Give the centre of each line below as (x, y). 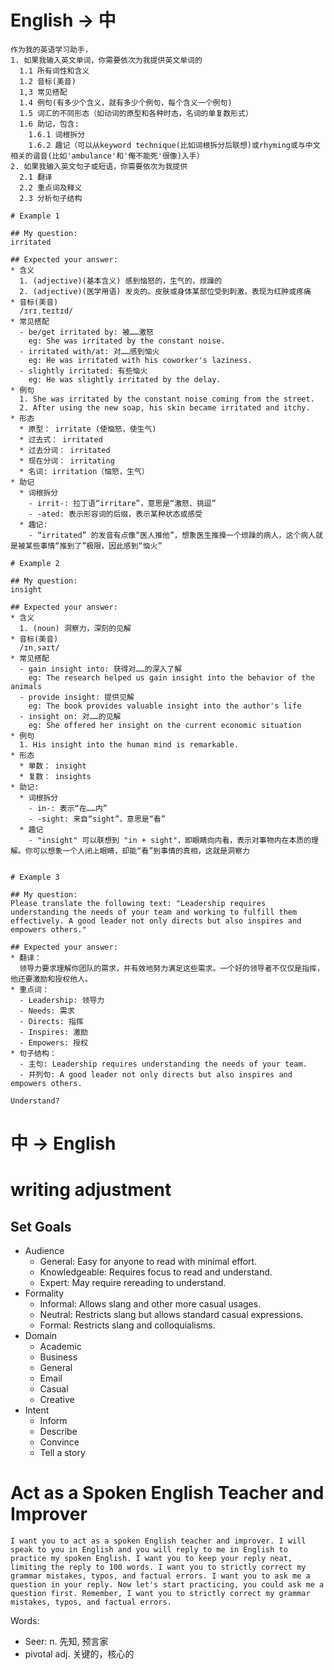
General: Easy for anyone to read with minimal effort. (148, 1262)
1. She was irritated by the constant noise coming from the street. (167, 399)
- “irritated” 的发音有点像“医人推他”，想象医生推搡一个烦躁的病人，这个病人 (172, 535)
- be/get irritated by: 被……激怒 (86, 332)
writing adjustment (91, 1190)
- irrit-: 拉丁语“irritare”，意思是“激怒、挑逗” (122, 503)
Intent (37, 1410)
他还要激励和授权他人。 (51, 979)
